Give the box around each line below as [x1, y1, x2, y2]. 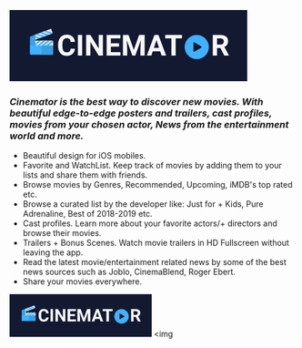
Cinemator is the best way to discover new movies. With [9, 95, 264, 107]
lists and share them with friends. [22, 169, 148, 180]
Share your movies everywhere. [22, 276, 143, 287]
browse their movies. [22, 228, 102, 239]
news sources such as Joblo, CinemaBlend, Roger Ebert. [22, 266, 237, 278]
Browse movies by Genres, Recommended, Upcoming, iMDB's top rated [22, 179, 293, 190]
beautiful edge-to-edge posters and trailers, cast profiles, [9, 107, 273, 119]
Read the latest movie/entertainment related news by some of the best [22, 257, 287, 268]
